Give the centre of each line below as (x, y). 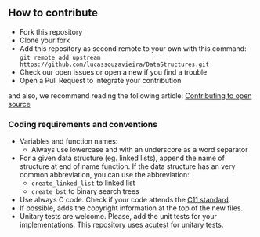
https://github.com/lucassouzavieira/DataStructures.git (114, 64)
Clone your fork (45, 40)
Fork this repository (51, 31)
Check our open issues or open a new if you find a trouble (113, 72)
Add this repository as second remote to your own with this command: (133, 48)
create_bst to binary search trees (85, 191)
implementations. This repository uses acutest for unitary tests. (121, 225)
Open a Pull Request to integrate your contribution (100, 80)
